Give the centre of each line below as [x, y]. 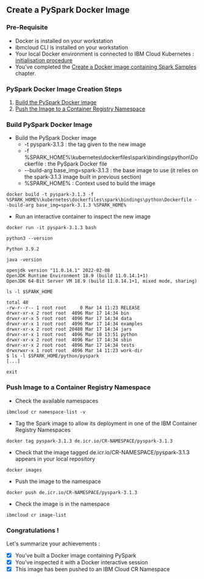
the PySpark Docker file [78, 164]
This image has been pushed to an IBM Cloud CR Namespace [93, 569]
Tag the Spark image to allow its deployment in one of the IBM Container [106, 423]
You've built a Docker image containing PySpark [76, 555]
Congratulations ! [33, 530]
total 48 [17, 303]
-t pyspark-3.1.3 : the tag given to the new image [85, 144]
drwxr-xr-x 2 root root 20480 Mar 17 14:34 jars [69, 329]
